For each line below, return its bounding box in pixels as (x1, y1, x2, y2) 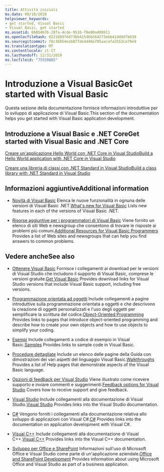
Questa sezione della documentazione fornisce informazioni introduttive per (5, 105, 158, 111)
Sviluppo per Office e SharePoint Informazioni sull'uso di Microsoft (12, 446, 146, 451)
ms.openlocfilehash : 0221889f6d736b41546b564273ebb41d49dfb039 (5, 35, 137, 40)
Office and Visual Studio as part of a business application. (12, 461, 129, 467)
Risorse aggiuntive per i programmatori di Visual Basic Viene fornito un (12, 217, 155, 223)
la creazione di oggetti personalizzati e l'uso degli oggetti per (12, 306, 136, 312)
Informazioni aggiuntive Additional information (5, 184, 149, 193)
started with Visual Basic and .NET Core (5, 137, 129, 146)
